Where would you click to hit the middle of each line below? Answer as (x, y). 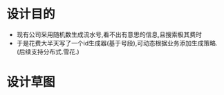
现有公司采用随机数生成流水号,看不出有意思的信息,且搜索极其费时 (109, 34)
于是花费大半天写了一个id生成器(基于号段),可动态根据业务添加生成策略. (117, 43)
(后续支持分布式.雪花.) (48, 52)
